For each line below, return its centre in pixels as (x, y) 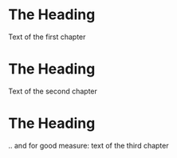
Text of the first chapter (47, 37)
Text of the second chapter (53, 91)
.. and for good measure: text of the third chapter (88, 145)
